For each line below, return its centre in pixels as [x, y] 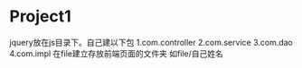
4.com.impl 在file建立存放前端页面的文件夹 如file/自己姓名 [117, 53]
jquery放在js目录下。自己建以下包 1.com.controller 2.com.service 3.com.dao [151, 42]
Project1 [41, 17]
